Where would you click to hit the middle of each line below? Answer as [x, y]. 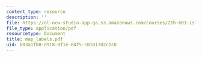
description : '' [26, 17]
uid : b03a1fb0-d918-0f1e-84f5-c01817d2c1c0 [62, 45]
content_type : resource [36, 12]
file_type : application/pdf [41, 28]
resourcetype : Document [36, 34]
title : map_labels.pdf [35, 39]
